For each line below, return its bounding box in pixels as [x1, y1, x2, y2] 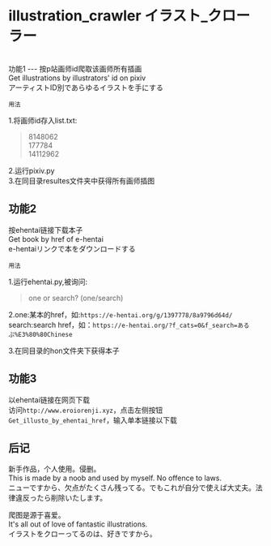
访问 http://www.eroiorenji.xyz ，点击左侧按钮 [8, 405, 163, 415]
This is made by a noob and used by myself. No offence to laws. [8, 473, 222, 483]
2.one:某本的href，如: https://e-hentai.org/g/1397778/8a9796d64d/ [8, 309, 233, 320]
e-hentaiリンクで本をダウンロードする [8, 243, 136, 253]
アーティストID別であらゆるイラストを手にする [8, 82, 163, 92]
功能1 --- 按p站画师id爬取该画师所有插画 [8, 63, 142, 73]
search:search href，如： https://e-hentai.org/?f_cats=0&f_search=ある [8, 320, 250, 329]
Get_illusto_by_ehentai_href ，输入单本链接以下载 [8, 415, 178, 425]
